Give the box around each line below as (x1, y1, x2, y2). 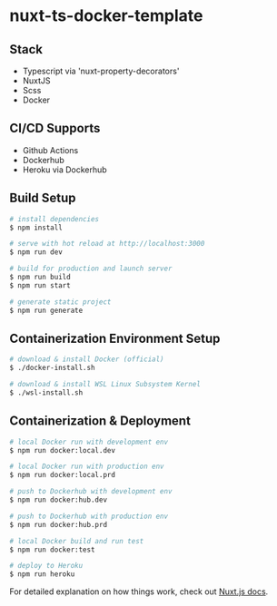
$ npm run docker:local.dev (9, 445, 116, 454)
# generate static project (9, 297, 112, 307)
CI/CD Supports (9, 121, 101, 136)
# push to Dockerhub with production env (9, 512, 169, 521)
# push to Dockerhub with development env (9, 487, 173, 496)
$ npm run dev (9, 248, 64, 257)
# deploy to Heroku (9, 562, 84, 571)
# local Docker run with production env (9, 462, 165, 472)
